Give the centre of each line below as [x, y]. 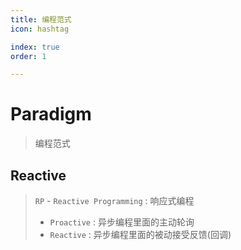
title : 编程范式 [41, 19]
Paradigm [51, 114]
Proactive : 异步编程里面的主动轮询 [122, 222]
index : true [35, 47]
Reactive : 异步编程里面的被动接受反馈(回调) [140, 234]
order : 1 [28, 56]
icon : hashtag [40, 29]
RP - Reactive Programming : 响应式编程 [114, 200]
